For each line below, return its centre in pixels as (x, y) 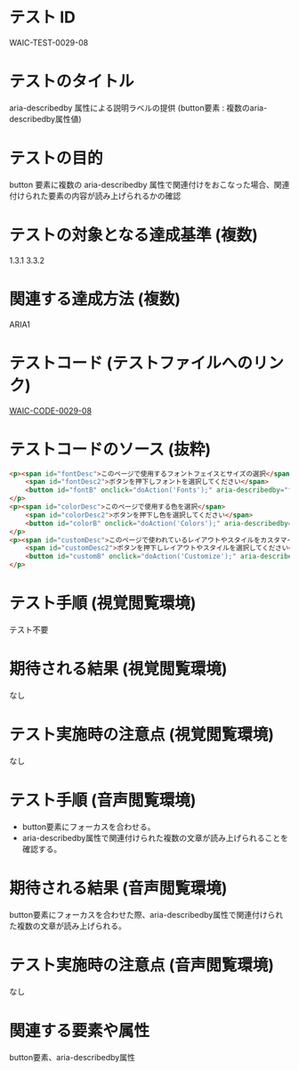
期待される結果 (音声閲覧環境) (118, 888)
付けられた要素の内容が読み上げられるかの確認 (95, 195)
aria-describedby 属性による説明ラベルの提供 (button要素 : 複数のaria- (138, 108)
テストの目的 (57, 158)
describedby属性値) (45, 119)
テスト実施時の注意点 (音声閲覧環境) (141, 965)
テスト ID (42, 17)
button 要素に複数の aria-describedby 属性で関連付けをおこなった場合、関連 (149, 184)
